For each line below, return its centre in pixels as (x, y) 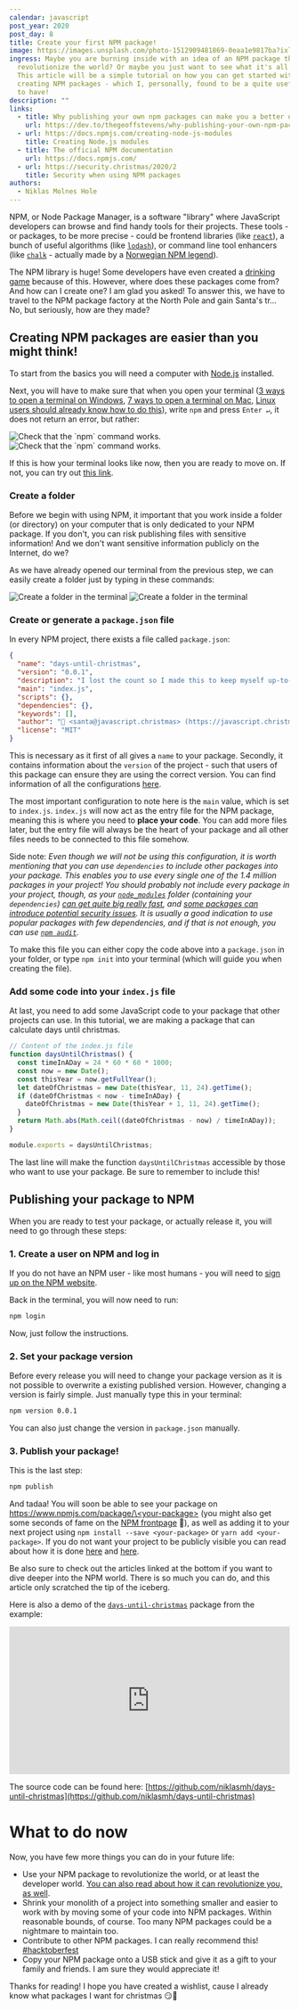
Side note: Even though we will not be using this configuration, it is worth (143, 857)
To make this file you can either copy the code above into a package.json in (147, 949)
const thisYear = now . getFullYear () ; (87, 1079)
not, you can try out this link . (61, 472)
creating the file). (41, 969)
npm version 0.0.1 (43, 1411)
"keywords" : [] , (47, 714)
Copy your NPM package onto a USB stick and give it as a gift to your (149, 1960)
